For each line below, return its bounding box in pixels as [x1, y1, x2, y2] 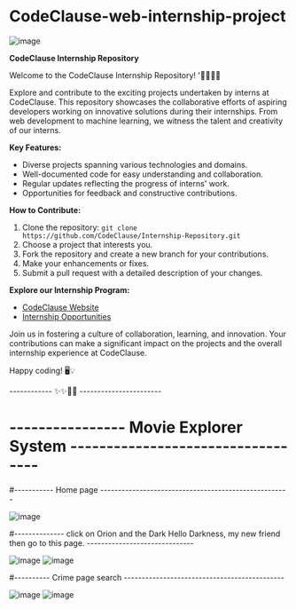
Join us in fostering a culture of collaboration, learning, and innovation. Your [9, 328, 286, 339]
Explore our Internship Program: [9, 284, 130, 295]
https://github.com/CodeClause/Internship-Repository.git [21, 231, 241, 241]
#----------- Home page [9, 484, 99, 494]
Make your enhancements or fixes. [21, 257, 149, 268]
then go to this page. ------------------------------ [9, 537, 194, 548]
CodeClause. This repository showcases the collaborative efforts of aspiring [9, 96, 287, 107]
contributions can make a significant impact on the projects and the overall [9, 337, 282, 348]
